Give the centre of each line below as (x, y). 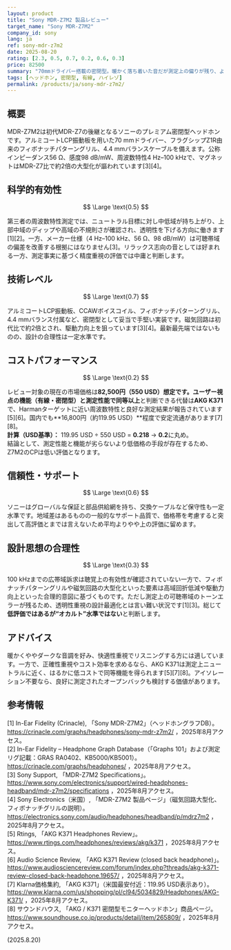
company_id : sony (32, 33)
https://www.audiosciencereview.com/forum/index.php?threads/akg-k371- (113, 867)
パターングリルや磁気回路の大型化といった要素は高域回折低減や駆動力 (125, 588)
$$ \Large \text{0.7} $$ (116, 296)
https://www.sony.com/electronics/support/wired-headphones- (98, 782)
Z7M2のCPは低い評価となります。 (56, 452)
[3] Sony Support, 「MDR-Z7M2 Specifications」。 (78, 775)
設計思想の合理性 (43, 548)
